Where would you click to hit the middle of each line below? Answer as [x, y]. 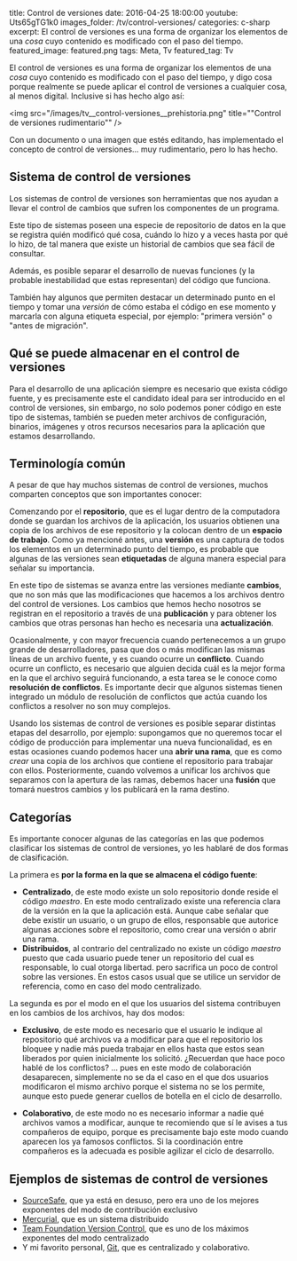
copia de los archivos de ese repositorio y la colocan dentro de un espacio [146, 531]
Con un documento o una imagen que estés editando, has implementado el [146, 140]
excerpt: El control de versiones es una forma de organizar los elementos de [148, 32]
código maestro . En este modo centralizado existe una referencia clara [151, 902]
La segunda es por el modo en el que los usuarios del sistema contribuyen [145, 1004]
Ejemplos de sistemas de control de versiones [139, 1179]
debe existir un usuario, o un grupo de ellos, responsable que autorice [150, 920]
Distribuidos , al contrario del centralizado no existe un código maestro [152, 949]
